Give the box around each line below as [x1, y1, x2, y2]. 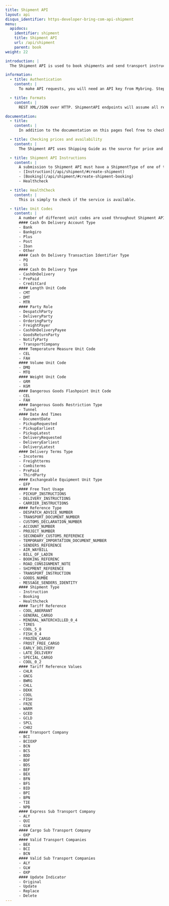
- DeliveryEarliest [18, 440, 59, 445]
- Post [18, 239, 33, 244]
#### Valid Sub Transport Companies [18, 856, 96, 861]
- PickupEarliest [18, 426, 55, 431]
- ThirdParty [18, 473, 46, 478]
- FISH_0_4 [18, 631, 42, 637]
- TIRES [18, 622, 35, 627]
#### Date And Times [18, 412, 62, 417]
